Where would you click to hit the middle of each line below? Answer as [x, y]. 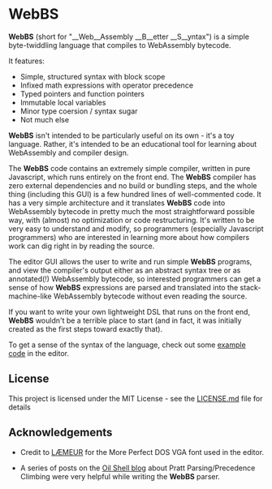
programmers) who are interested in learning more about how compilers [129, 237]
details [19, 407]
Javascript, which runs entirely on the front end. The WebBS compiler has [132, 177]
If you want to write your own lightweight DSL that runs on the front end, [129, 311]
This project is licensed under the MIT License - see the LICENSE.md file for [136, 398]
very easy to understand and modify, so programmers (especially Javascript [136, 229]
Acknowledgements [60, 433]
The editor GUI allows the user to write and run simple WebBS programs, [130, 261]
